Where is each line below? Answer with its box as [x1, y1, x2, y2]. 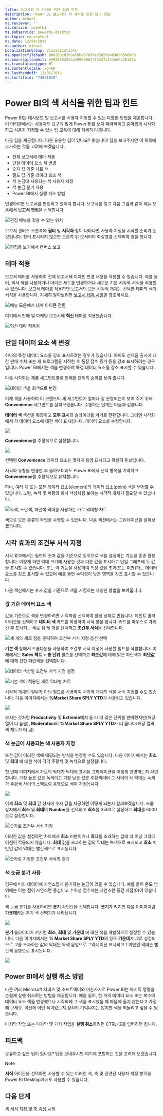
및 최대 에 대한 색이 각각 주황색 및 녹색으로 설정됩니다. [5, 758, 108, 764]
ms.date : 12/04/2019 [5, 39, 47, 44]
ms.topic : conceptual [5, 35, 49, 40]
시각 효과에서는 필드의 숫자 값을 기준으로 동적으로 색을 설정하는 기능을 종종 [5, 553, 147, 558]
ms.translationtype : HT [5, 61, 54, 66]
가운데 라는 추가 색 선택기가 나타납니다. [5, 910, 78, 916]
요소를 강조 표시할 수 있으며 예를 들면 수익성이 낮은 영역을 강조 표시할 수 [5, 571, 141, 577]
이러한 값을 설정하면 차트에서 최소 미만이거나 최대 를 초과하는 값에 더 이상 [5, 833, 143, 839]
